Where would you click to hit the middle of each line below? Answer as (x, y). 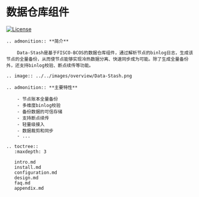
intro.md (25, 162)
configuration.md (36, 173)
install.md (28, 167)
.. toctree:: (22, 146)
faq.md (22, 183)
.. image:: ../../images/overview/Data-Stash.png (69, 76)
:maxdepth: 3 (30, 152)
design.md (26, 178)
